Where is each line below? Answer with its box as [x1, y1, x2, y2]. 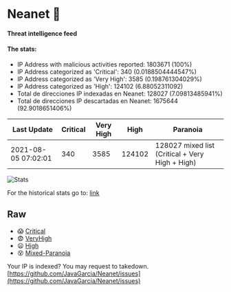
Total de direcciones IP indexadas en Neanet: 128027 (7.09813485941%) [16, 89, 223, 98]
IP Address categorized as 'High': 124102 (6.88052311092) [16, 82, 184, 90]
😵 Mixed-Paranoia [16, 249, 71, 257]
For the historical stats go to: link [7, 188, 100, 196]
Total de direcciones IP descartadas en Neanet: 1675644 [16, 96, 179, 105]
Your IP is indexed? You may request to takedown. [7, 262, 149, 270]
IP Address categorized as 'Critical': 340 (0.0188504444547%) [16, 67, 197, 76]
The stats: [7, 45, 37, 54]
